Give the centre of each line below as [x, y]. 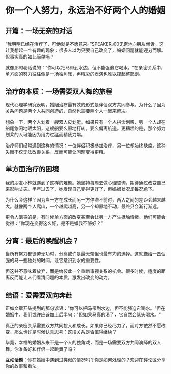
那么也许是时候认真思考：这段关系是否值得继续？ [65, 332]
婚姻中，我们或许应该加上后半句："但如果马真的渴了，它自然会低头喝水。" [83, 315]
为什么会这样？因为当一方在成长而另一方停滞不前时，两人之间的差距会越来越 [85, 199]
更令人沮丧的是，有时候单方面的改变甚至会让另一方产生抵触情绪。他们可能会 [85, 217]
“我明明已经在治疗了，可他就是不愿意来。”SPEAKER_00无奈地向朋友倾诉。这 [84, 44]
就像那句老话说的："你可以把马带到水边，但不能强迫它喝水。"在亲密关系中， [85, 67]
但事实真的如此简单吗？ [30, 57]
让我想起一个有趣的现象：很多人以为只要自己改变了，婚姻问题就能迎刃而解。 [85, 50]
